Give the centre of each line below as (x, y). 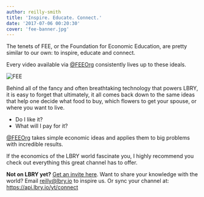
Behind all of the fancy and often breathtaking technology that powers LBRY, (102, 88)
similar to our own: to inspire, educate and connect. (71, 53)
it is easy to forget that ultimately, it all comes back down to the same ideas (100, 95)
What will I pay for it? (41, 126)
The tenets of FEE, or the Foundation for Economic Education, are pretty (97, 46)
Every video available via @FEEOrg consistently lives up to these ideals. (97, 65)
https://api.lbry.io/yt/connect (42, 187)
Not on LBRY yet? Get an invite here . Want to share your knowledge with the (102, 174)
